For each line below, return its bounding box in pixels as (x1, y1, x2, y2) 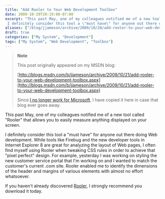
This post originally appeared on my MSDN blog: (17, 62, 116, 68)
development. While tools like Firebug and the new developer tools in (5, 137, 145, 142)
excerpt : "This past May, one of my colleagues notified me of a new (5, 16, 151, 21)
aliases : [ (5, 26, 27, 30)
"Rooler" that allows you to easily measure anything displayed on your (5, 116, 147, 123)
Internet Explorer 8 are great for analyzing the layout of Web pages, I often (5, 142, 156, 148)
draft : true (5, 30, 29, 35)
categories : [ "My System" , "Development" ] (5, 35, 93, 40)
